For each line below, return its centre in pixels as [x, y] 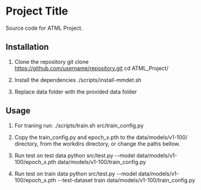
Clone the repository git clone [51, 61]
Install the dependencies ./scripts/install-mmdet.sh [78, 80]
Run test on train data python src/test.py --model [76, 174]
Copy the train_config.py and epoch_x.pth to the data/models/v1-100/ [101, 137]
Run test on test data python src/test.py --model [75, 155]
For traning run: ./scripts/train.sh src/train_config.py [79, 125]
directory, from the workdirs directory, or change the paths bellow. [97, 143]
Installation [27, 47]
